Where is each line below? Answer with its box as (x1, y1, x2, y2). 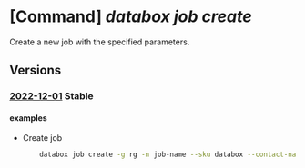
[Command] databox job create (9, 6, 252, 27)
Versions (9, 63, 62, 78)
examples (9, 112, 47, 124)
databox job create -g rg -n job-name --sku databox (39, 150, 244, 160)
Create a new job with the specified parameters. (9, 36, 190, 47)
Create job (22, 133, 63, 143)
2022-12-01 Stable (9, 90, 94, 103)
